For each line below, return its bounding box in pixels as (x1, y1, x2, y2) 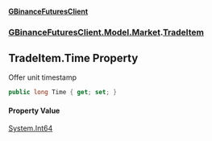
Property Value (8, 106, 60, 115)
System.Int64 (8, 123, 53, 133)
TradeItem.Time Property (8, 51, 139, 64)
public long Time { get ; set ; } (8, 89, 117, 97)
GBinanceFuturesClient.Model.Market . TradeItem (8, 27, 204, 38)
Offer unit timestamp (8, 73, 77, 82)
